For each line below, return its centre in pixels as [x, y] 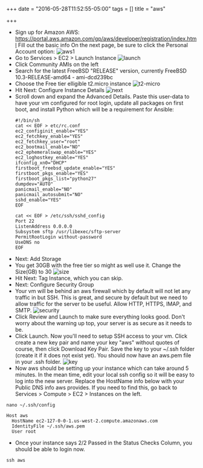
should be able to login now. [50, 449]
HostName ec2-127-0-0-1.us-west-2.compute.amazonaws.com [85, 421]
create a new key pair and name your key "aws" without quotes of [97, 342]
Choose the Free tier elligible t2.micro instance [73, 84]
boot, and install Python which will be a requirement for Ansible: [94, 109]
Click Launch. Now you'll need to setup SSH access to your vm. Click [101, 336]
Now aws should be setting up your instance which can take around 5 [102, 368]
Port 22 [24, 221]
